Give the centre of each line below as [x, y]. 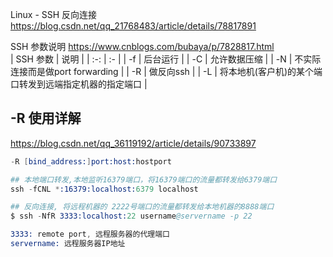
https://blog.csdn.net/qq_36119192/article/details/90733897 [133, 143]
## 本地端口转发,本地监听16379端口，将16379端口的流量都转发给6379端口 [144, 179]
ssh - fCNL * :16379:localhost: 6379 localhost [104, 189]
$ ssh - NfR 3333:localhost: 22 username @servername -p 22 [131, 216]
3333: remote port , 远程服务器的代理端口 [90, 234]
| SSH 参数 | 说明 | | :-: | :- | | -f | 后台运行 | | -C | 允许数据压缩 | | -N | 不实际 [166, 59]
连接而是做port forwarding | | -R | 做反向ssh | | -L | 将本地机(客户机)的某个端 [166, 71]
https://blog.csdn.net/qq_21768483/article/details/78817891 [133, 26]
